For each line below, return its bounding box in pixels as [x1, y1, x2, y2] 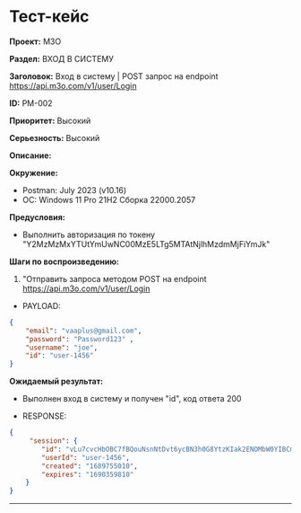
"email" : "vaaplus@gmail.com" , [25, 326, 142, 335]
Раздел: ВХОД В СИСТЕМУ [9, 53, 115, 64]
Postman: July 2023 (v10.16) [21, 184, 127, 195]
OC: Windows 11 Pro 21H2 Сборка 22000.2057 [21, 194, 196, 205]
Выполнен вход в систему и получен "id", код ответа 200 [21, 394, 242, 404]
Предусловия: [9, 211, 65, 222]
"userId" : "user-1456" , [41, 453, 130, 462]
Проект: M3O [9, 36, 62, 47]
